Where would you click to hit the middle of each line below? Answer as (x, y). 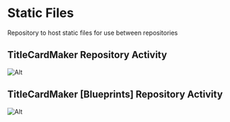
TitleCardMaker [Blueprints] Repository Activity (115, 95)
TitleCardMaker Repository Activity (87, 55)
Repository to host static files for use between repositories (93, 33)
